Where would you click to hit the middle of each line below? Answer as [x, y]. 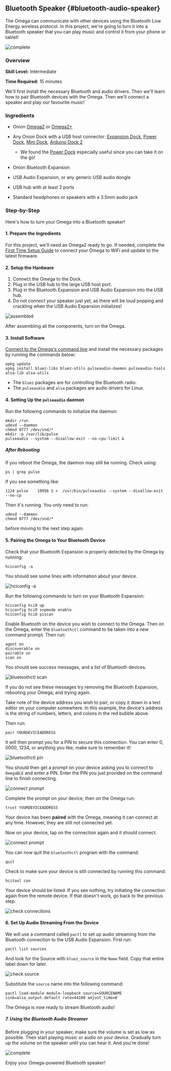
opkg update [18, 364]
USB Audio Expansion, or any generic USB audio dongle [72, 177]
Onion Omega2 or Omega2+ [42, 127]
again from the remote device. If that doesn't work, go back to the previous [84, 896]
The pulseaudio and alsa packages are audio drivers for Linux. [78, 388]
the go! [28, 157]
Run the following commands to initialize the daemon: [62, 411]
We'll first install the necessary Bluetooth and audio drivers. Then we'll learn [85, 91]
